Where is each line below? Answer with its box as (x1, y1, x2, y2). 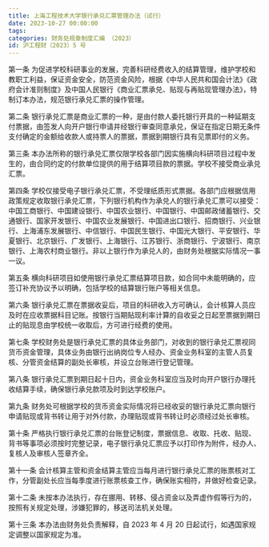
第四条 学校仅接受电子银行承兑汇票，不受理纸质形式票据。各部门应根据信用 (8, 186, 256, 196)
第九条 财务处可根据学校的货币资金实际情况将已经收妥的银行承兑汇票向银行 (8, 402, 256, 411)
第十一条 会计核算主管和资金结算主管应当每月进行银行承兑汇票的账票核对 (8, 466, 249, 476)
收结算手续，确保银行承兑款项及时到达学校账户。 (8, 384, 170, 394)
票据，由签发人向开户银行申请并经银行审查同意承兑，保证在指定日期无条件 (14, 122, 261, 132)
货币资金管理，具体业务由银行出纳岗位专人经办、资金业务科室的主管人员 (8, 347, 247, 357)
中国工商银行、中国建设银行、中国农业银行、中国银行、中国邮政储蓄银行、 (8, 206, 254, 216)
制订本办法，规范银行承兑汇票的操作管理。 (8, 95, 149, 104)
